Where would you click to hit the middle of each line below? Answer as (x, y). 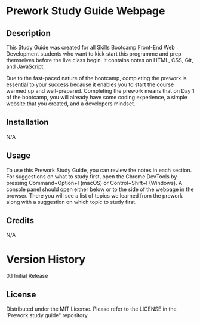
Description (28, 33)
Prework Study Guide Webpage (86, 11)
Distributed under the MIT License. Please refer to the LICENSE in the (92, 309)
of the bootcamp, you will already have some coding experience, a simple (97, 97)
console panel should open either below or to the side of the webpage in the (100, 189)
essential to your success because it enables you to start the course (90, 84)
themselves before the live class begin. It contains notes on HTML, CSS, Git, (100, 60)
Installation (27, 122)
